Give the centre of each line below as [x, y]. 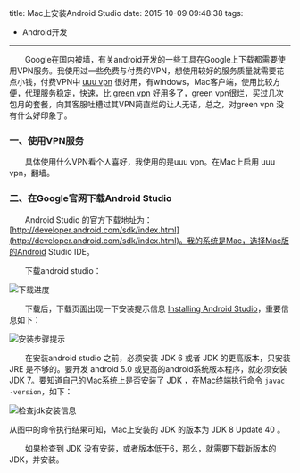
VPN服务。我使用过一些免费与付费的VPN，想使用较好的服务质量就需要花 [150, 71]
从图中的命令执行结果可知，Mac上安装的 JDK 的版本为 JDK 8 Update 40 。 [147, 429]
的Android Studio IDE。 [52, 251]
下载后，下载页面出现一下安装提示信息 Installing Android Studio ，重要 [153, 308]
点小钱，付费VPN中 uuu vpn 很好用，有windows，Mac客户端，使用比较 [141, 82]
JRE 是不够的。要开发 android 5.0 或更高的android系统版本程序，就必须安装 [148, 368]
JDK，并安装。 [37, 460]
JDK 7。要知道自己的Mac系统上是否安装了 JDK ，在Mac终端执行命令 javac [147, 380]
